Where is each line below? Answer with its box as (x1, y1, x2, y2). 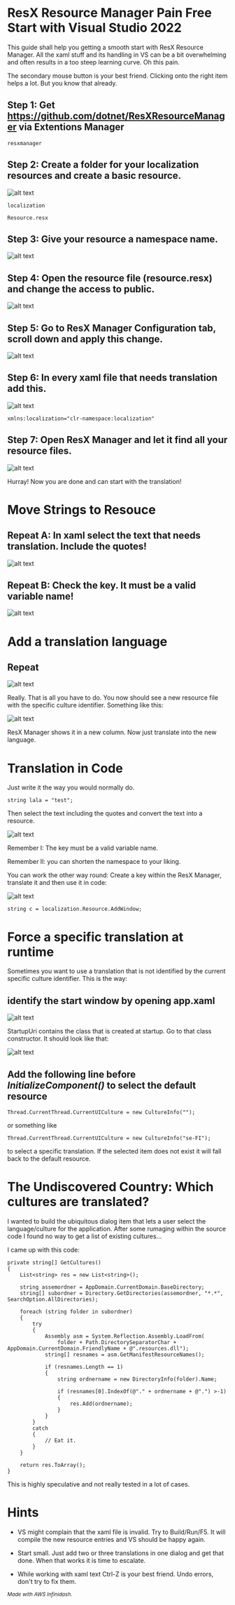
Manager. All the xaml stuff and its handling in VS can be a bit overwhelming (7, 50, 227, 59)
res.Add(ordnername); (69, 1400, 133, 1407)
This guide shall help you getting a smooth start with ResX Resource (7, 43, 204, 51)
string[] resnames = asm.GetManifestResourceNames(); (44, 1351, 205, 1358)
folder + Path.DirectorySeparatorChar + (57, 1339, 177, 1346)
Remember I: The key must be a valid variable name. (7, 844, 159, 853)
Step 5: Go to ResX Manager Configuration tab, (7, 322, 216, 334)
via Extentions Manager (18, 121, 124, 133)
